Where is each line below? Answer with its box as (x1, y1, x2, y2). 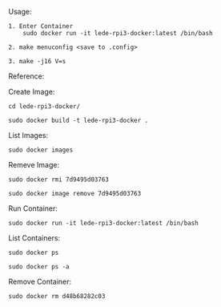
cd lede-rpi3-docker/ (8, 103, 81, 111)
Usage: (8, 7, 32, 16)
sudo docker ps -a (8, 263, 70, 271)
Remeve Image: (8, 160, 60, 169)
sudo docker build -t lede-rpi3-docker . (8, 116, 149, 124)
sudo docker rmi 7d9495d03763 (8, 176, 110, 184)
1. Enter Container (8, 22, 74, 30)
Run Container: (8, 204, 58, 213)
